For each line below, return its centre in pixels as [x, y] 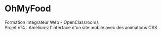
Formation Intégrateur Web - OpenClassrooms [52, 22]
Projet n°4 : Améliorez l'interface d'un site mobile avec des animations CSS [81, 27]
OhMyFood [28, 9]
